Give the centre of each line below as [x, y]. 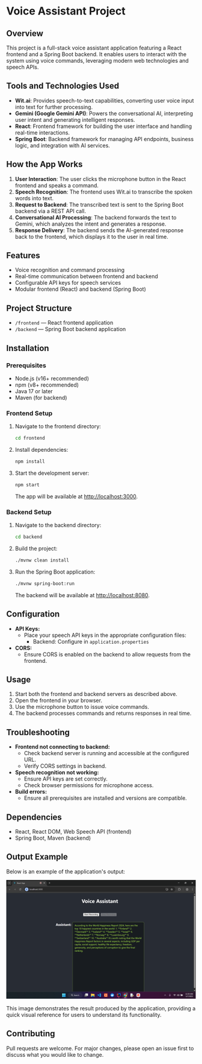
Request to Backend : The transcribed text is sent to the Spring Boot [99, 204]
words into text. [34, 198]
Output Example [37, 857]
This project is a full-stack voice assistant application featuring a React [94, 48]
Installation [28, 348]
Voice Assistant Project [66, 11]
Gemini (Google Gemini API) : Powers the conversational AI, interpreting [104, 113]
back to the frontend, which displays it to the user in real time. [91, 236]
